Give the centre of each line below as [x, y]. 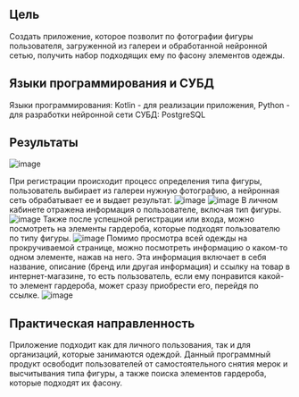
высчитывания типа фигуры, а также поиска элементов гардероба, [138, 374]
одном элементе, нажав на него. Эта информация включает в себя [138, 258]
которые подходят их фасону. [66, 383]
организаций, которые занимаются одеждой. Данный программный [140, 355]
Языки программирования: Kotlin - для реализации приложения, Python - [149, 105]
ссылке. [25, 295]
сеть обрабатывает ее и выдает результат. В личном [144, 200]
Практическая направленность [102, 323]
